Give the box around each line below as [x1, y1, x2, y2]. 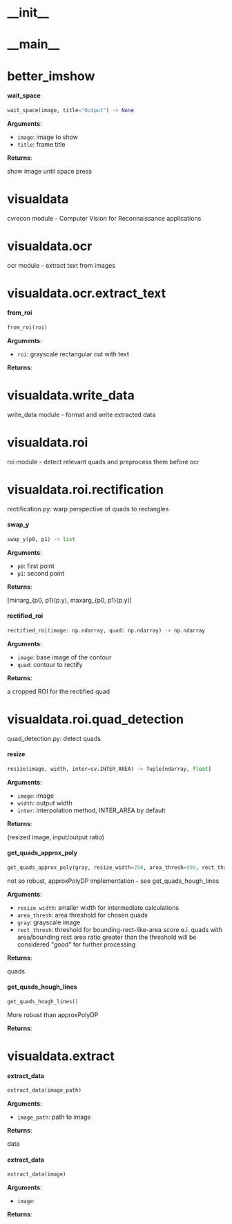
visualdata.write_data [7, 387, 135, 403]
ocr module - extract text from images [7, 261, 116, 269]
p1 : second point [17, 569, 65, 577]
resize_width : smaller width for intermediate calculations [17, 903, 180, 911]
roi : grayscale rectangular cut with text [17, 349, 130, 358]
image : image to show [17, 133, 78, 141]
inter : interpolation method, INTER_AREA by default [17, 806, 166, 814]
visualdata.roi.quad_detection [7, 711, 184, 727]
